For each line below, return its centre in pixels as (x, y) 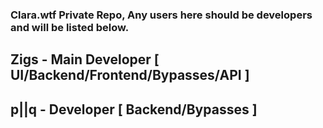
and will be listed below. (70, 27)
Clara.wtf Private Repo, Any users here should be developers (161, 15)
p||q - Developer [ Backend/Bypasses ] (134, 109)
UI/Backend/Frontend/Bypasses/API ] (130, 75)
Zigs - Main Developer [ (85, 59)
